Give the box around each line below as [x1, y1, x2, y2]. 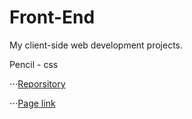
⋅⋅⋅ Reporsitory [9, 77, 66, 90]
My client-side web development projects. [9, 39, 184, 51]
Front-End [9, 6, 96, 29]
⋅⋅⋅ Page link [9, 97, 56, 109]
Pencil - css [9, 58, 59, 70]
